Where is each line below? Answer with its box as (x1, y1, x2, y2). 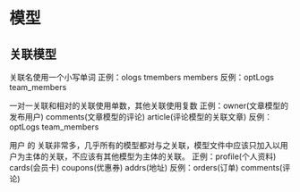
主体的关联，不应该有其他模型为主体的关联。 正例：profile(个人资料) (24, 151, 277, 162)
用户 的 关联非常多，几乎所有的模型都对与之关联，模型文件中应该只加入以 (9, 140, 280, 150)
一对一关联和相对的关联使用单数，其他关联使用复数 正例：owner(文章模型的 (9, 100, 289, 111)
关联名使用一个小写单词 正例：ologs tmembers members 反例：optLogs (9, 72, 275, 82)
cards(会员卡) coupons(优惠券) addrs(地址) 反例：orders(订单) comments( (9, 163, 283, 172)
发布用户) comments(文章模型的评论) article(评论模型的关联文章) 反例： (9, 112, 273, 121)
